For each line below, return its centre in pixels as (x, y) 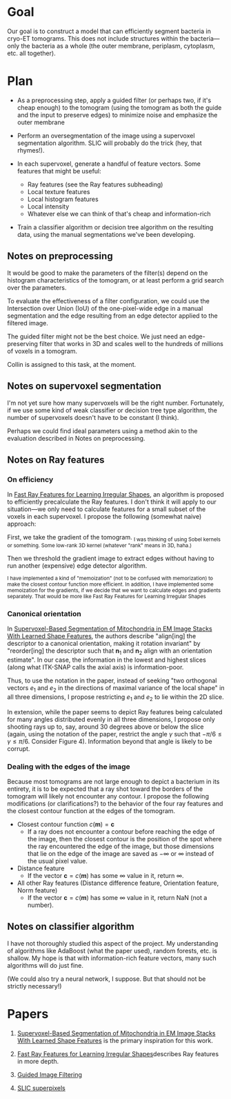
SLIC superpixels (41, 1088)
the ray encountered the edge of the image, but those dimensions (121, 846)
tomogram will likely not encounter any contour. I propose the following (108, 796)
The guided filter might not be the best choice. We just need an (97, 336)
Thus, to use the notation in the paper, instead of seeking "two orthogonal (112, 680)
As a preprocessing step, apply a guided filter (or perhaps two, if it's (114, 100)
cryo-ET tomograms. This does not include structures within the (98, 38)
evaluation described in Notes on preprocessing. (76, 438)
